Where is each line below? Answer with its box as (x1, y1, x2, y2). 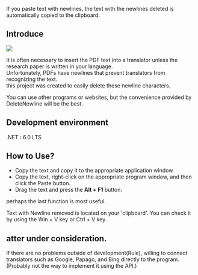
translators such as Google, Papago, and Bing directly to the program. (6, 256, 179, 263)
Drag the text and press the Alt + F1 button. (14, 186, 122, 194)
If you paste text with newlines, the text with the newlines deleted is (6, 5, 174, 12)
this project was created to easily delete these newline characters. (6, 81, 171, 89)
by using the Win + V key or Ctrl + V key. (6, 216, 107, 223)
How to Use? (6, 151, 55, 162)
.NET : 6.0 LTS (6, 133, 42, 141)
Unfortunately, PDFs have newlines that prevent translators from (6, 69, 166, 76)
